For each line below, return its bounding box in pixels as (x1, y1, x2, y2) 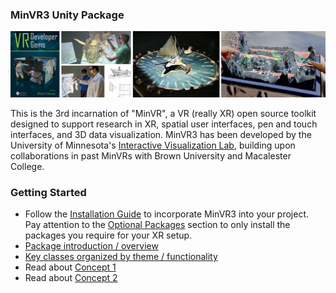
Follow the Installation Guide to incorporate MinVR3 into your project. (24, 208, 310, 220)
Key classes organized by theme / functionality (24, 251, 218, 263)
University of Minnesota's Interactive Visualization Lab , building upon (10, 139, 296, 152)
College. (10, 161, 45, 173)
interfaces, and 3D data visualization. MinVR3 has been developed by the (10, 129, 312, 141)
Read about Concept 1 (24, 261, 117, 273)
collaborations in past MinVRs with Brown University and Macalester (10, 150, 292, 162)
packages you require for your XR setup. (24, 229, 193, 242)
